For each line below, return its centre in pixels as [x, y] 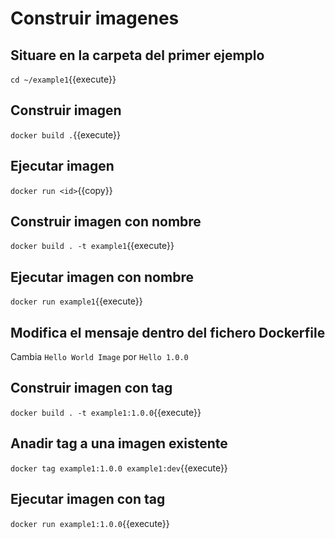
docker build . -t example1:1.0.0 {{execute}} [106, 412]
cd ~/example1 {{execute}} [63, 79]
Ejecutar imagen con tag [88, 499]
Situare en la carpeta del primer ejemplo [137, 55]
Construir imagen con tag [91, 388]
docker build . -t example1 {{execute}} [92, 246]
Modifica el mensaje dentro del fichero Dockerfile [168, 332]
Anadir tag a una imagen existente [119, 443]
